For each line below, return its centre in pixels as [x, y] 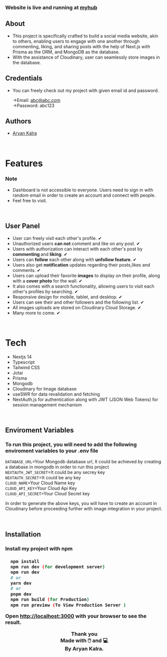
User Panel [23, 226]
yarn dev [21, 583]
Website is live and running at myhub [51, 8]
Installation [23, 534]
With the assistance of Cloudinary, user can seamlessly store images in [86, 57]
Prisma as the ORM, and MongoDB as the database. [66, 52]
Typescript [24, 362]
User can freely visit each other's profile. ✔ [57, 238]
